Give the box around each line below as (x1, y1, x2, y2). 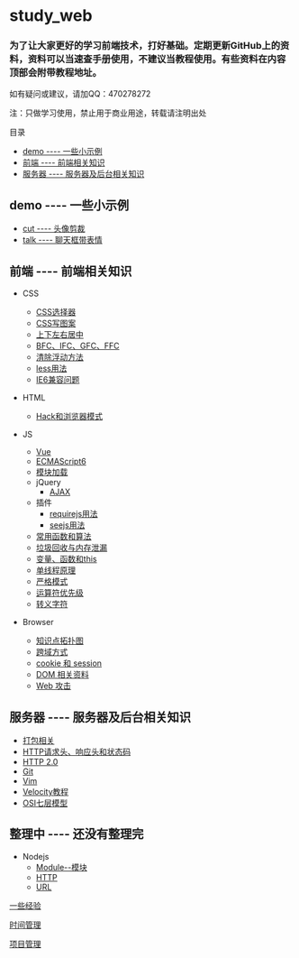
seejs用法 (49, 520, 86, 530)
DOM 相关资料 (35, 669, 89, 680)
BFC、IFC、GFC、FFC (35, 340, 120, 352)
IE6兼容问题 (35, 374, 80, 385)
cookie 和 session (35, 658, 102, 668)
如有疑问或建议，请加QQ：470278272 (9, 88, 151, 99)
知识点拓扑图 (35, 635, 84, 646)
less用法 (35, 363, 68, 374)
